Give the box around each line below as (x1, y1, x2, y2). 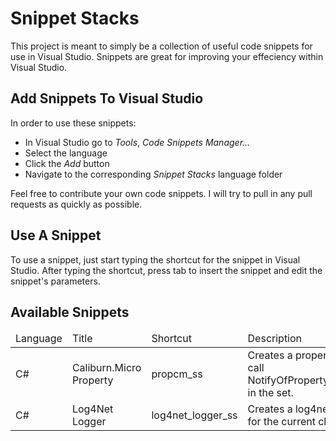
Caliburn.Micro (71, 361, 142, 375)
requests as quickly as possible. (10, 198, 143, 210)
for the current (247, 415, 316, 429)
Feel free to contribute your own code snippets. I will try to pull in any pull (10, 187, 313, 199)
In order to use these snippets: (10, 117, 137, 129)
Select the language (24, 147, 108, 159)
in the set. (247, 386, 294, 400)
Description (247, 332, 303, 346)
